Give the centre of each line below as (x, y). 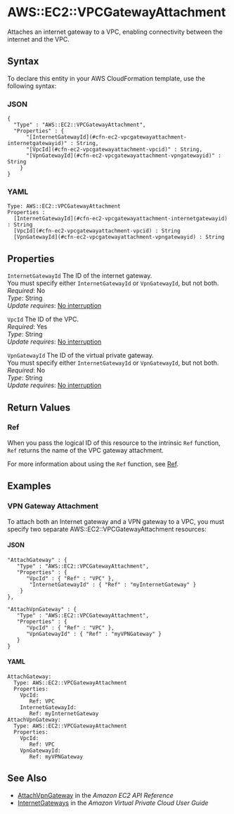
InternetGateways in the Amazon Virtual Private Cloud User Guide (113, 803)
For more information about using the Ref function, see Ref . (93, 464)
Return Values (39, 407)
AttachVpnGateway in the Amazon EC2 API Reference (95, 795)
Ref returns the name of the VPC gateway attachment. (85, 450)
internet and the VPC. (39, 39)
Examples (29, 486)
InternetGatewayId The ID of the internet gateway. (80, 276)
